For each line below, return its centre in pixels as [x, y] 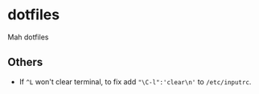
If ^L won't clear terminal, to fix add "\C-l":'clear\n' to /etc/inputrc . [135, 81]
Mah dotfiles [28, 37]
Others [25, 62]
